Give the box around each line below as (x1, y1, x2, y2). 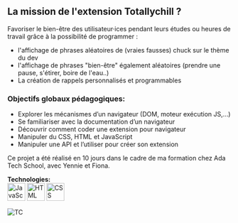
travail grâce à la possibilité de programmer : (7, 32, 139, 40)
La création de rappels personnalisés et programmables (17, 76, 182, 85)
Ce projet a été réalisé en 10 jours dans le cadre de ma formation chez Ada (7, 154, 226, 163)
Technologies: (7, 175, 51, 184)
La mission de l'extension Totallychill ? (7, 6, 182, 18)
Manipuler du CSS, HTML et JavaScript (17, 133, 133, 141)
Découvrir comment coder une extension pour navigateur (17, 125, 186, 134)
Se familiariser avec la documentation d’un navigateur (17, 117, 175, 126)
